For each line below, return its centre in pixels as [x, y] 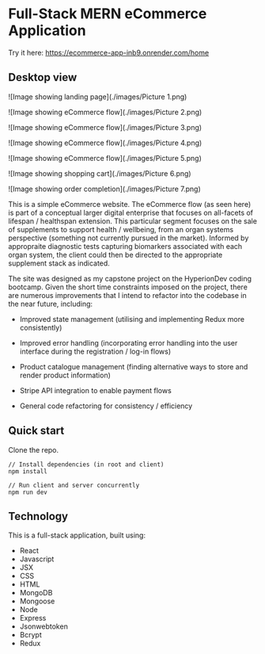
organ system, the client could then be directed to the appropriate [115, 254]
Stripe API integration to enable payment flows [95, 390]
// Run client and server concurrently [74, 485]
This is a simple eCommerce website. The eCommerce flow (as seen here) [130, 204]
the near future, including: [51, 304]
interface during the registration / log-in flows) [95, 351]
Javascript [37, 559]
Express [33, 618]
